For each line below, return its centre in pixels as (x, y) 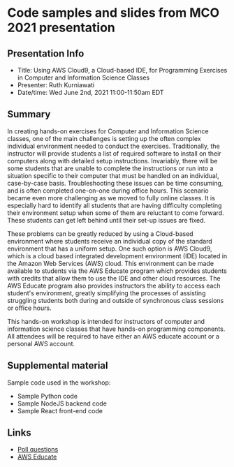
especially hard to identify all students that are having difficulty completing (115, 205)
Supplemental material (58, 365)
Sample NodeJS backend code (62, 403)
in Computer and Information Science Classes (83, 77)
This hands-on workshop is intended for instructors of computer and (106, 321)
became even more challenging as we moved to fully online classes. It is (111, 198)
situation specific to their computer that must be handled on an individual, (113, 175)
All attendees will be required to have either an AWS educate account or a (114, 336)
